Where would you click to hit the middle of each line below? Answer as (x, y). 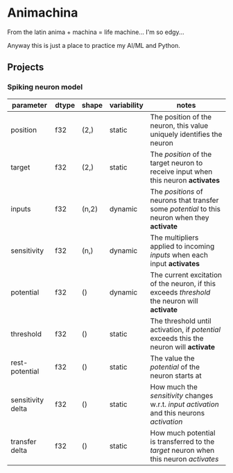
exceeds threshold (180, 292)
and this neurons (178, 413)
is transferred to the (182, 441)
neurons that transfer (184, 200)
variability (126, 105)
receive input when (181, 172)
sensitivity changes (182, 395)
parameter (29, 105)
